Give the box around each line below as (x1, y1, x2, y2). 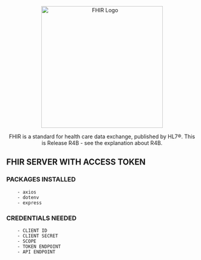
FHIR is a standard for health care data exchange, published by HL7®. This (9, 133, 196, 140)
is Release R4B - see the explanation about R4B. (41, 139, 163, 146)
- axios (17, 189, 36, 195)
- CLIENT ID (17, 227, 47, 234)
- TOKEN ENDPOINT (17, 244, 61, 250)
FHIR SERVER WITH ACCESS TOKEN (6, 157, 146, 167)
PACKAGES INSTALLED (6, 175, 76, 184)
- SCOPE (17, 238, 36, 244)
